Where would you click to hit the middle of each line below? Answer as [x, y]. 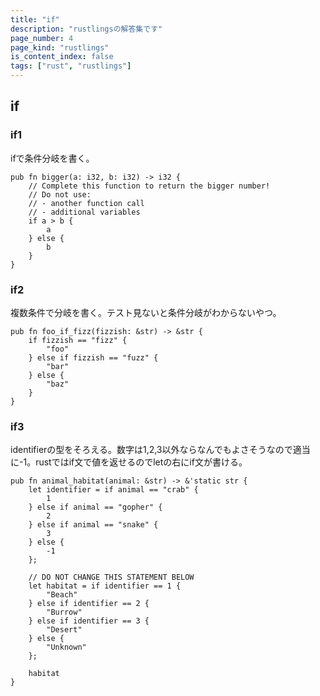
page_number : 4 [42, 38]
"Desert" [64, 630]
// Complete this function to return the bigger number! [149, 186]
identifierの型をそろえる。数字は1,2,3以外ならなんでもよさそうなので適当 [160, 450]
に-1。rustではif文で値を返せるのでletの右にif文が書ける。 [129, 462]
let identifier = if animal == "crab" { [113, 490]
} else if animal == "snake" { [93, 525]
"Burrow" [64, 612]
